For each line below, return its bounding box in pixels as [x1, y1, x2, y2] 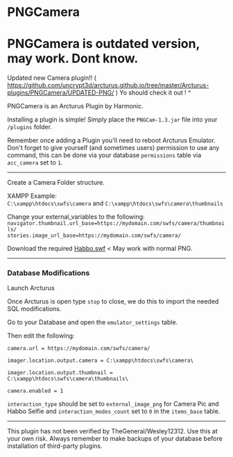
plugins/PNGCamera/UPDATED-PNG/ [7, 88, 114, 97]
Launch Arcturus [7, 284, 55, 292]
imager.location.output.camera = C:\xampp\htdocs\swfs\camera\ [7, 357, 194, 365]
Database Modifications [7, 268, 90, 278]
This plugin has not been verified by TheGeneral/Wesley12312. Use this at [7, 427, 218, 435]
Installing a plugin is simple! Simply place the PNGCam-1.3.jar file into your [7, 115, 218, 124]
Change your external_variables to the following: [7, 213, 145, 221]
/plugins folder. [7, 123, 52, 131]
